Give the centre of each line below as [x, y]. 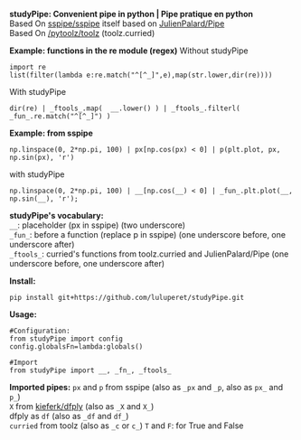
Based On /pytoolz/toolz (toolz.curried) [82, 33]
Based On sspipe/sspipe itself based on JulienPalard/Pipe [117, 23]
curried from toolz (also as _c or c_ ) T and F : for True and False [127, 426]
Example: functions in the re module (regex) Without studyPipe [129, 51]
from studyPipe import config [66, 339]
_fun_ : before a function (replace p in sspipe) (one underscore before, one [148, 234]
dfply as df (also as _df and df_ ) [69, 416]
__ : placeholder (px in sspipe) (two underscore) [98, 225]
